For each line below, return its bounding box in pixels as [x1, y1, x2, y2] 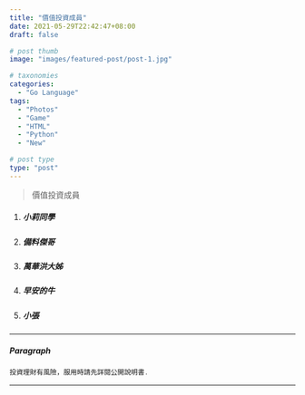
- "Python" [17, 130, 59, 140]
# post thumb [9, 46, 59, 55]
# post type [9, 155, 54, 164]
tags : [9, 96, 30, 105]
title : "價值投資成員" [9, 13, 87, 23]
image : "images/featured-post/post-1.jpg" [9, 55, 172, 64]
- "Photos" [17, 105, 59, 114]
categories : [9, 80, 54, 89]
